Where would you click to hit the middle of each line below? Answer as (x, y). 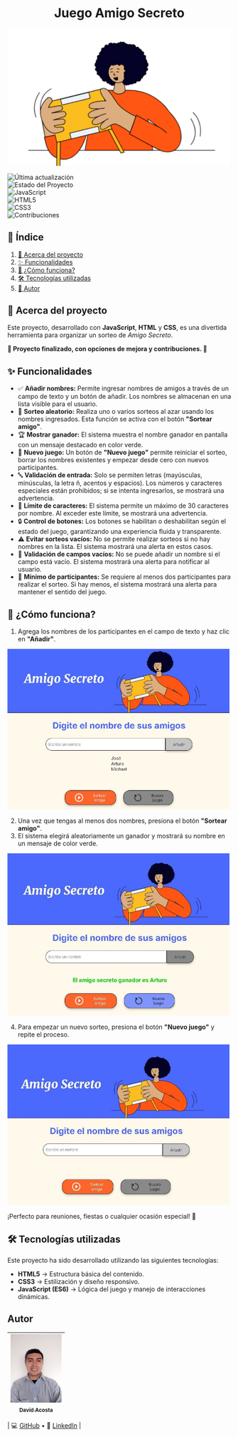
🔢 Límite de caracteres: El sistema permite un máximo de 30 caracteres (123, 506)
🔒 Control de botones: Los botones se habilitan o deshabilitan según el (121, 521)
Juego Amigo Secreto (119, 13)
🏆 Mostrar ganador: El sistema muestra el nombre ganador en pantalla (123, 434)
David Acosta (36, 1410)
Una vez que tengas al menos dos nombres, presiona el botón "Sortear (122, 821)
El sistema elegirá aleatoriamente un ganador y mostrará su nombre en (121, 835)
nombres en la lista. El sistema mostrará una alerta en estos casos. (115, 547)
